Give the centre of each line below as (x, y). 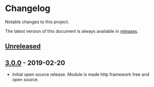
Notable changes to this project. (37, 22)
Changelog (28, 8)
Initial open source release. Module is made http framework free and (81, 74)
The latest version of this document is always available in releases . (72, 31)
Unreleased (23, 46)
